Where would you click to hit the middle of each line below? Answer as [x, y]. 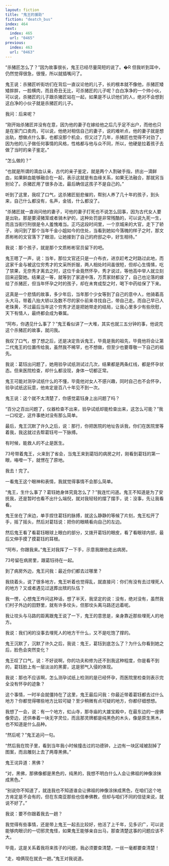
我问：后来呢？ [21, 113]
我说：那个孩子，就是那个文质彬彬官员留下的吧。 [56, 247]
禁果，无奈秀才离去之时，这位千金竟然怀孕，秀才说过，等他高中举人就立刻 [87, 271]
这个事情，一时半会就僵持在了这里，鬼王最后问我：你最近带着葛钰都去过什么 [84, 695]
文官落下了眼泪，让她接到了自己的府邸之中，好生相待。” [80, 237]
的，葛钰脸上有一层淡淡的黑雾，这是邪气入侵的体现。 [60, 667]
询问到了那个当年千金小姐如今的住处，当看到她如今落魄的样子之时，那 [87, 230]
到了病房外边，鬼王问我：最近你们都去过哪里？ [54, 571]
